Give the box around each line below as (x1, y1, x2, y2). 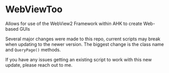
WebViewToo (5, 4, 63, 15)
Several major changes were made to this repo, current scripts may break (5, 36, 160, 42)
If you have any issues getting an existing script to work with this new (5, 56, 152, 62)
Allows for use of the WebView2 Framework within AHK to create (5, 20, 142, 27)
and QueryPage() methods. (5, 46, 61, 53)
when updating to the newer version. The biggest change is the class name (5, 41, 164, 47)
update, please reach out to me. (5, 62, 73, 68)
